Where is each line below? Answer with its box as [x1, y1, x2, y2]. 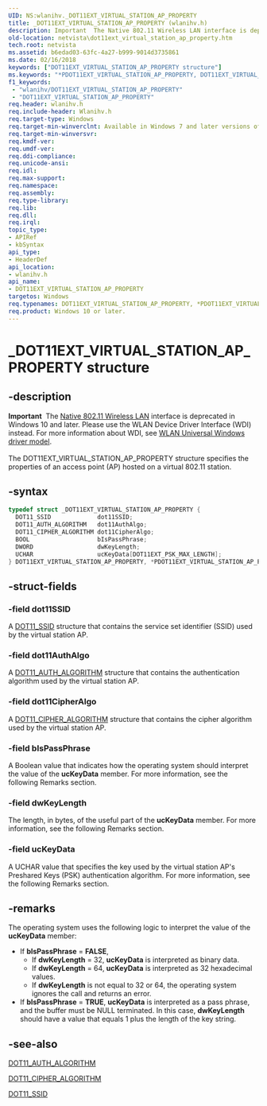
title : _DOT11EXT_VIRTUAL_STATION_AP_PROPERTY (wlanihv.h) [8, 19, 208, 27]
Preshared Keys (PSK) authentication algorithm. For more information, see [8, 870, 250, 879]
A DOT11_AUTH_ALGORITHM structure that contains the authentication [8, 668, 240, 677]
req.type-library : [8, 196, 69, 204]
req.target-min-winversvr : [8, 130, 98, 138]
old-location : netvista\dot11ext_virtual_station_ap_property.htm [8, 33, 233, 42]
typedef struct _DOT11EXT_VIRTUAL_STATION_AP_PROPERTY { [8, 506, 201, 514]
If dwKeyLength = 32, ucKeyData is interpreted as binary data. [31, 955, 240, 964]
